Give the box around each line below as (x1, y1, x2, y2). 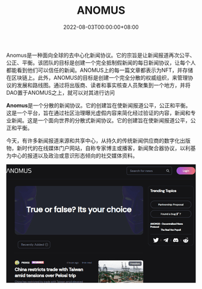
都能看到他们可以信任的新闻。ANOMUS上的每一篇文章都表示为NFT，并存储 (6, 67, 194, 74)
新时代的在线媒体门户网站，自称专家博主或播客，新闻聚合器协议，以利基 (16, 144, 196, 152)
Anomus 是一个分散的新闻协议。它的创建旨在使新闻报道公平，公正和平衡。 (6, 101, 191, 109)
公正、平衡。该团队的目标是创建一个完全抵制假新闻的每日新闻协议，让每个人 (6, 59, 196, 66)
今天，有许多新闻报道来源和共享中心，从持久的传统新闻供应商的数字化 (6, 137, 180, 144)
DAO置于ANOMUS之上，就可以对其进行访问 (6, 89, 115, 96)
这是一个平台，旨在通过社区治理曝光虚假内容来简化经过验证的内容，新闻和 (6, 109, 191, 116)
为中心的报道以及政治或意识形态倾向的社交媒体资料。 (6, 152, 138, 159)
